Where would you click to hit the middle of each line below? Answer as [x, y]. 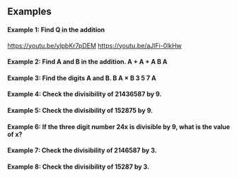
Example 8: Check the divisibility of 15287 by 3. [79, 167]
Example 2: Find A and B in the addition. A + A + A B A [87, 62]
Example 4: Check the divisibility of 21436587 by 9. [85, 94]
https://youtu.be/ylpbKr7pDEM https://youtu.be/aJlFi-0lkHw [95, 45]
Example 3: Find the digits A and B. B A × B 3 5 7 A [82, 78]
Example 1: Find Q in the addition [56, 29]
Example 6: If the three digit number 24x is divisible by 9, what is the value [119, 126]
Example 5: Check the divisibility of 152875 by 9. [80, 110]
